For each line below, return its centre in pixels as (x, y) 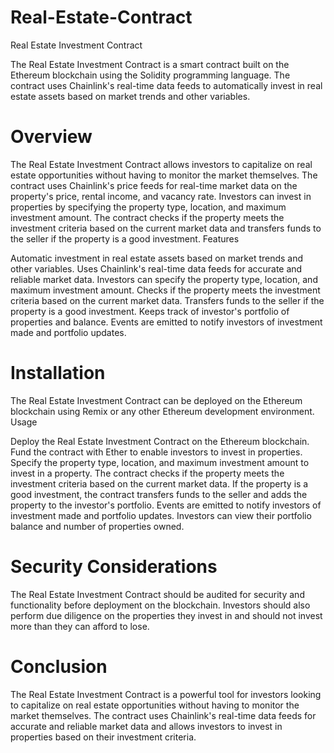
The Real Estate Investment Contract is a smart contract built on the (150, 64)
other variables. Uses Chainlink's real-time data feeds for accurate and (156, 268)
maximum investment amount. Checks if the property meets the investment (165, 290)
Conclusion (59, 666)
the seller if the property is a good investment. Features (125, 238)
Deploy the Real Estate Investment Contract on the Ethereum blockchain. (160, 441)
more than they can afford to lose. (80, 626)
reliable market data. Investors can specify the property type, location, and (164, 279)
